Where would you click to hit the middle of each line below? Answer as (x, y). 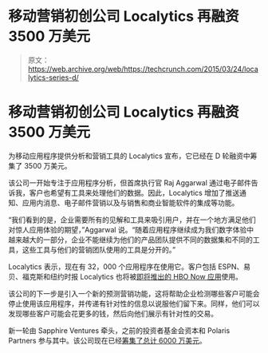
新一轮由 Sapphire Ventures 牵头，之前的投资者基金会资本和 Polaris (119, 330)
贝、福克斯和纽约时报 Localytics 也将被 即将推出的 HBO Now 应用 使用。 (126, 276)
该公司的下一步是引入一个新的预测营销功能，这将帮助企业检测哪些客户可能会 (134, 293)
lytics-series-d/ (53, 77)
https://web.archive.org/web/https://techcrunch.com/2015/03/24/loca (143, 69)
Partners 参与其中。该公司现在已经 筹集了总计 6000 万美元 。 (107, 340)
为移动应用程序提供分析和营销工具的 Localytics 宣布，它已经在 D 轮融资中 (130, 156)
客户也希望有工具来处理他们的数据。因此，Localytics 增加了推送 (134, 192)
